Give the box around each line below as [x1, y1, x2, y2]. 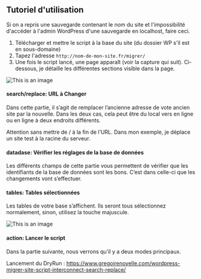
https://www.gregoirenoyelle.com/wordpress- [66, 260, 180, 267]
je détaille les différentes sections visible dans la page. [39, 65, 175, 72]
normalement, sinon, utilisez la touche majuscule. [6, 209, 129, 216]
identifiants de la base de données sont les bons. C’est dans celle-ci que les [6, 169, 196, 176]
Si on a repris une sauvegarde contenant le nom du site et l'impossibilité [6, 21, 185, 28]
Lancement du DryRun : [6, 260, 65, 267]
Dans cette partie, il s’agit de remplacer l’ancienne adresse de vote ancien [6, 104, 190, 111]
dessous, [14, 65, 38, 72]
